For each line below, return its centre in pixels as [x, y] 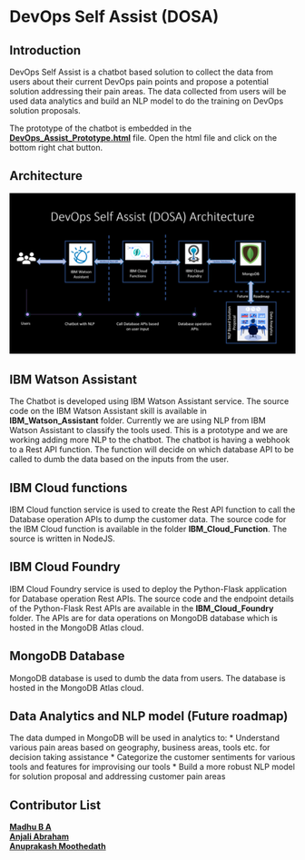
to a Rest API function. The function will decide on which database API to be [152, 450]
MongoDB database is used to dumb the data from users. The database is [148, 677]
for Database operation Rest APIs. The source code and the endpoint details [152, 598]
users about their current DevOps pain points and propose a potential [139, 82]
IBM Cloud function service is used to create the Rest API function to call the [152, 509]
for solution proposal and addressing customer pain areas [118, 776]
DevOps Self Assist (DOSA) [114, 17]
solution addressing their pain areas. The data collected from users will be [148, 91]
